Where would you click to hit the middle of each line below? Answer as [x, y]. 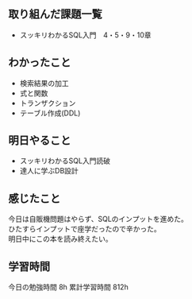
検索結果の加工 [44, 83]
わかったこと [40, 62]
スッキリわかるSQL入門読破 [65, 161]
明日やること [40, 140]
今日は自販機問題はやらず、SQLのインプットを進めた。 [98, 219]
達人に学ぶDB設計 [49, 171]
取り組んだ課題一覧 [55, 14]
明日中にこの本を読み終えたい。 [60, 239]
